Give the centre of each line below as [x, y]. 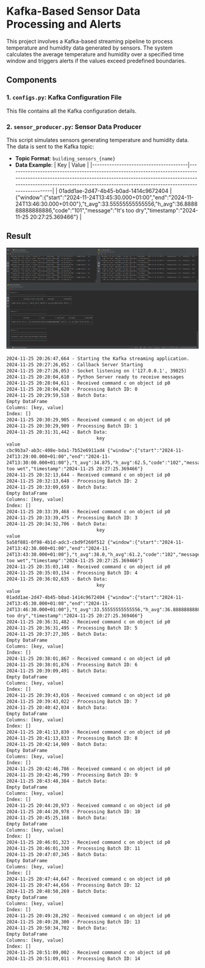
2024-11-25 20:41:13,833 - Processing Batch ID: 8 [72, 738]
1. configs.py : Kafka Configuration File [64, 97]
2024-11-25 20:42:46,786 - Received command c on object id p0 [88, 769]
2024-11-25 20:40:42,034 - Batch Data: [57, 708]
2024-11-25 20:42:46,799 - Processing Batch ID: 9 [72, 775]
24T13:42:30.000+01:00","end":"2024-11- [59, 549]
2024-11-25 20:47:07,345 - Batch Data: [57, 855]
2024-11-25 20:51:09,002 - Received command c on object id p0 [88, 953]
